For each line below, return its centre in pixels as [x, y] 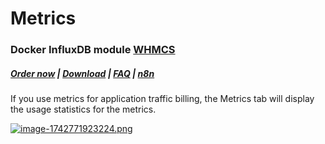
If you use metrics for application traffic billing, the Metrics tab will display [162, 99]
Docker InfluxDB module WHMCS [93, 50]
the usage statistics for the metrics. [83, 109]
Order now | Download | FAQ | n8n [82, 73]
